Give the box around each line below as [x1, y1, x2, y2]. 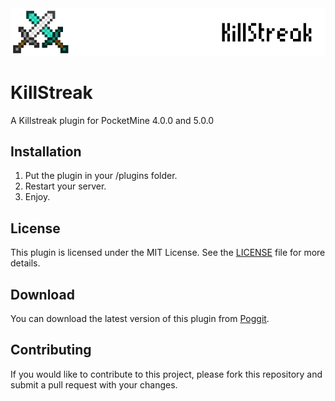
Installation [10, 143, 82, 160]
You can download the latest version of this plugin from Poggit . [10, 312, 270, 324]
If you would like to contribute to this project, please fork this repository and [10, 368, 323, 380]
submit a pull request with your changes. [10, 378, 178, 391]
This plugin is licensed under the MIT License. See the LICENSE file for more [10, 247, 326, 259]
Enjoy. [24, 191, 51, 203]
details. [10, 257, 41, 269]
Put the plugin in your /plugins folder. [24, 170, 178, 182]
